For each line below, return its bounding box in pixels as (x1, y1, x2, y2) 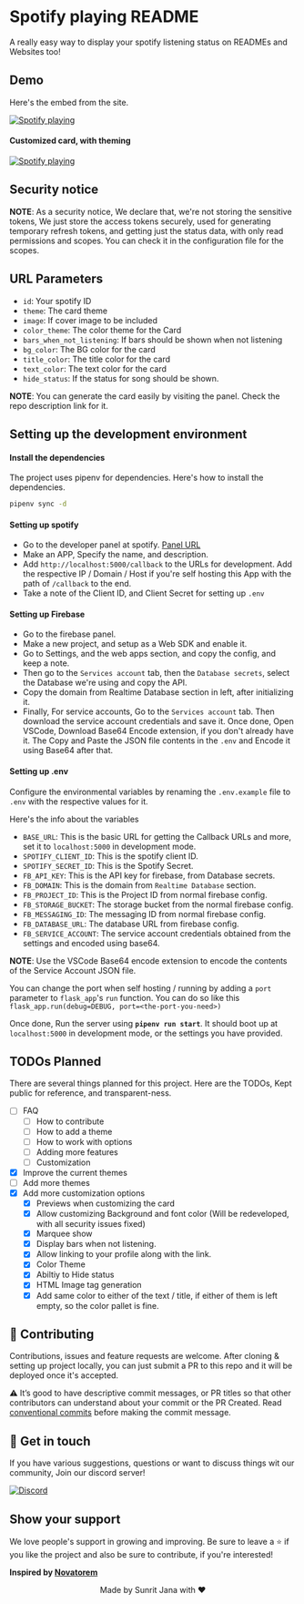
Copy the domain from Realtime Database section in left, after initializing (22, 687, 294, 698)
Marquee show (35, 1228, 93, 1240)
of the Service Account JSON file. (9, 965, 137, 976)
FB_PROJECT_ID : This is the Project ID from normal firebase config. (22, 889, 268, 900)
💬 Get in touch (9, 1433, 91, 1449)
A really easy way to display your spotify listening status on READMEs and (9, 36, 289, 47)
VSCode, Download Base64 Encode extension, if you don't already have (22, 726, 294, 737)
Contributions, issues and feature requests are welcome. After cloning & (9, 1351, 279, 1362)
